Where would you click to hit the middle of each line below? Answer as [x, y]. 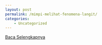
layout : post [18, 10]
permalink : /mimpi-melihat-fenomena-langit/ [51, 14]
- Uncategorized [31, 23]
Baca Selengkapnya [25, 37]
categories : [17, 19]
